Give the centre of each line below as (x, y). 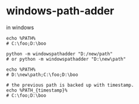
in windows (20, 27)
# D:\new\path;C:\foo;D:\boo (42, 75)
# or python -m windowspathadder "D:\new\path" (66, 59)
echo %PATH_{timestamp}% (37, 90)
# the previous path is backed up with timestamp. (70, 85)
